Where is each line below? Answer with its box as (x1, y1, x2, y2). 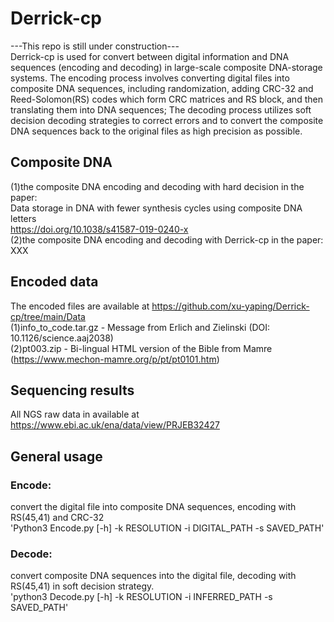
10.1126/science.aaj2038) (10, 332, 114, 344)
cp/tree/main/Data (10, 310, 86, 322)
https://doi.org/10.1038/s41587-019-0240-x (10, 223, 189, 235)
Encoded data (10, 273, 99, 291)
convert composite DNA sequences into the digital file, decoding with (10, 570, 297, 582)
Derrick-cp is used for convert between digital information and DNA (10, 50, 290, 62)
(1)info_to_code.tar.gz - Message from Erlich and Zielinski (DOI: (10, 321, 271, 333)
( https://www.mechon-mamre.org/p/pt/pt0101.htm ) (10, 353, 220, 365)
